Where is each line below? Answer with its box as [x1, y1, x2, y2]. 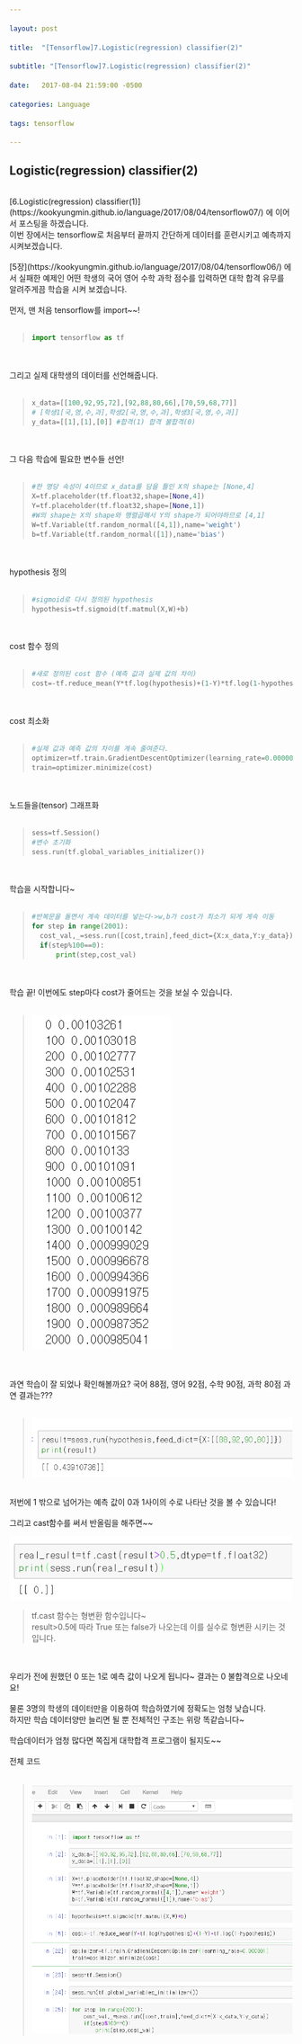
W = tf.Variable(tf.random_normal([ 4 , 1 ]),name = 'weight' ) [31, 520, 242, 530]
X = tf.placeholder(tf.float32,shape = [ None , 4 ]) [31, 492, 205, 501]
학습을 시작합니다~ [9, 884, 75, 895]
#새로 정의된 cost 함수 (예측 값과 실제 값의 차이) [31, 670, 198, 679]
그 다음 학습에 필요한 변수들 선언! [9, 454, 125, 465]
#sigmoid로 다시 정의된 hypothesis [31, 594, 154, 604]
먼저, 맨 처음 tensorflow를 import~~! [9, 304, 141, 315]
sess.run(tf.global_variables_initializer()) [31, 847, 205, 856]
